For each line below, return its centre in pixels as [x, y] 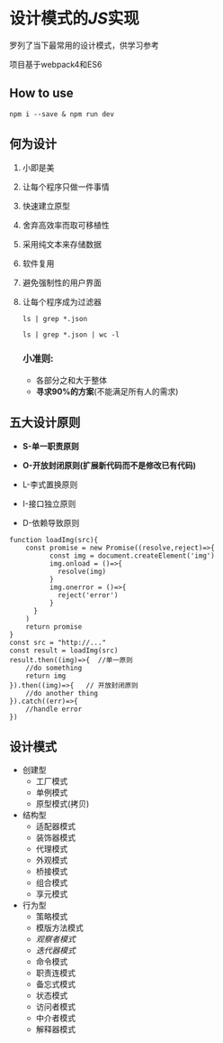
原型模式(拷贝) [62, 804]
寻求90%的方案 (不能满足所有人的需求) [107, 391]
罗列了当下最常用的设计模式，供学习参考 [84, 45]
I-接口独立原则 [49, 503]
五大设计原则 [45, 423]
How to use [41, 93]
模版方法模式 [59, 928]
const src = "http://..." [58, 642]
